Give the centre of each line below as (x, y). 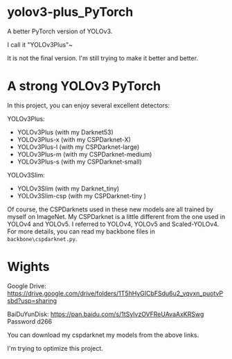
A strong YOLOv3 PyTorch (84, 86)
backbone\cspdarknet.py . (42, 238)
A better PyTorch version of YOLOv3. (60, 31)
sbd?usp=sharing (32, 300)
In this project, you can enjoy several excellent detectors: (89, 105)
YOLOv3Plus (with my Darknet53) (65, 132)
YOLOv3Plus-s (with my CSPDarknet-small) (79, 161)
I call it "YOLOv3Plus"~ (40, 44)
